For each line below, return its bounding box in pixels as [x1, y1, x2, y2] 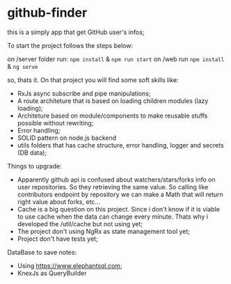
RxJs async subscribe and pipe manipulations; [17, 89, 151, 97]
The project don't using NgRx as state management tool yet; [17, 227, 190, 235]
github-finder [7, 5, 88, 21]
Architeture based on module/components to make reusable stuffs [17, 111, 208, 120]
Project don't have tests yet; [17, 235, 99, 243]
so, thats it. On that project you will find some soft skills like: [7, 75, 179, 84]
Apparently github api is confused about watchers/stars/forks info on [17, 175, 216, 184]
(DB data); [17, 148, 47, 157]
